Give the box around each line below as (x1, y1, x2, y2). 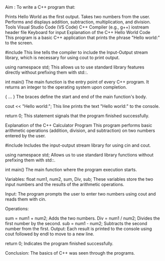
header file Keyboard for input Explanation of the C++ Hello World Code (5, 30, 151, 35)
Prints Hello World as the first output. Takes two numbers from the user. (5, 14, 151, 19)
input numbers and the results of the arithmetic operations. (5, 182, 124, 187)
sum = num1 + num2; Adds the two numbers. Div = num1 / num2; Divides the (5, 215, 160, 221)
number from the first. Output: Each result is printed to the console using (5, 226, 152, 231)
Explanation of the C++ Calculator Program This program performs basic (5, 123, 152, 128)
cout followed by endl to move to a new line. (5, 231, 94, 237)
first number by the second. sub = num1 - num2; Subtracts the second (5, 221, 147, 226)
